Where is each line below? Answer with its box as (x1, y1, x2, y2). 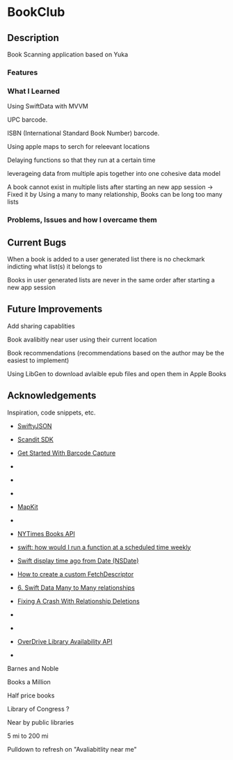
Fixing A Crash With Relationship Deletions (17, 597, 140, 605)
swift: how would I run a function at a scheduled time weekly (17, 543, 191, 551)
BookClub (7, 4, 65, 20)
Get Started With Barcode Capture (17, 448, 116, 457)
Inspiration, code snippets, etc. (7, 408, 96, 417)
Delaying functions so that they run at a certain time (7, 156, 156, 164)
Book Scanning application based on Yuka (7, 50, 129, 58)
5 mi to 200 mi (7, 731, 49, 740)
